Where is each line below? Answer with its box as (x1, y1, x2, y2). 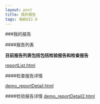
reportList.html (5, 62, 36, 68)
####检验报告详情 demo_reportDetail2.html (5, 93, 95, 99)
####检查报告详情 (5, 73, 43, 79)
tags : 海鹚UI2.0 (5, 17, 37, 22)
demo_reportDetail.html (5, 83, 54, 89)
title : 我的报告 (5, 12, 36, 17)
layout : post (5, 7, 32, 13)
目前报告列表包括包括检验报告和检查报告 (5, 52, 88, 58)
